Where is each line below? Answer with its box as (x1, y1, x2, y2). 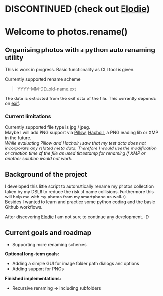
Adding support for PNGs (12, 266, 64, 272)
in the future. (5, 135, 32, 141)
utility (5, 53, 24, 62)
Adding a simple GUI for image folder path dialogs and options (12, 261, 139, 267)
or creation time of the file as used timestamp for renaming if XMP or (5, 150, 146, 156)
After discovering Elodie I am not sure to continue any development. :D (5, 214, 149, 220)
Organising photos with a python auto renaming (5, 46, 156, 54)
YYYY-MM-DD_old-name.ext (17, 86, 76, 92)
